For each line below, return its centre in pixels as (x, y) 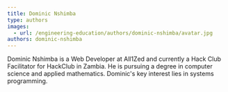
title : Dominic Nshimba (42, 13)
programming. (27, 81)
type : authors (28, 20)
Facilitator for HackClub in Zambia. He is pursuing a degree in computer (110, 66)
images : (18, 26)
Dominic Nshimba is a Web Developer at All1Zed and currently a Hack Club (114, 59)
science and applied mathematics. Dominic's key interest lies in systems (111, 74)
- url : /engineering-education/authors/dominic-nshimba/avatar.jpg (113, 33)
